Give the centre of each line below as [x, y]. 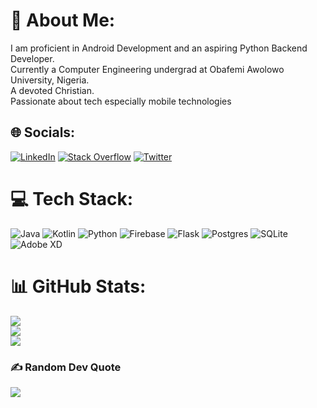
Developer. [32, 58]
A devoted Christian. [52, 90]
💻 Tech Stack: [72, 198]
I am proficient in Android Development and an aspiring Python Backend [159, 48]
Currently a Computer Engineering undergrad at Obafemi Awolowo [147, 69]
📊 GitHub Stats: [78, 286]
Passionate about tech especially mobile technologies [121, 101]
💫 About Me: [63, 20]
